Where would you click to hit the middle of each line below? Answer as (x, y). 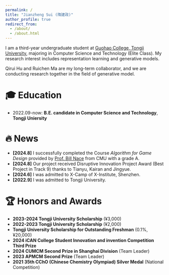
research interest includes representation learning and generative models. (82, 58)
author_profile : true (28, 19)
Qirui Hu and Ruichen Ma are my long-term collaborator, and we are (76, 68)
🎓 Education (33, 95)
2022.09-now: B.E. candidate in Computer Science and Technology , (85, 112)
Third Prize (24, 246)
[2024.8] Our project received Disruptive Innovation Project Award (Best (88, 164)
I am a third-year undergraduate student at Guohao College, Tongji (75, 48)
